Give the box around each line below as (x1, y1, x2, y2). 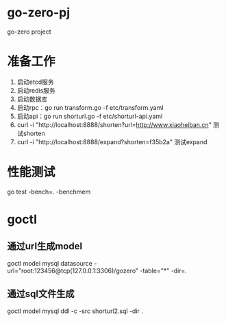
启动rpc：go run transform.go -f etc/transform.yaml (16, 103, 164, 111)
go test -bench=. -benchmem (7, 187, 91, 196)
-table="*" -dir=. (140, 266, 187, 275)
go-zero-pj (7, 5, 71, 21)
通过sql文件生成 (7, 288, 75, 300)
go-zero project (7, 27, 51, 36)
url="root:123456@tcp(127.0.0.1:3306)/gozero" (7, 266, 139, 275)
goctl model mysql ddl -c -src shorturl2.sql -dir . (7, 307, 144, 315)
